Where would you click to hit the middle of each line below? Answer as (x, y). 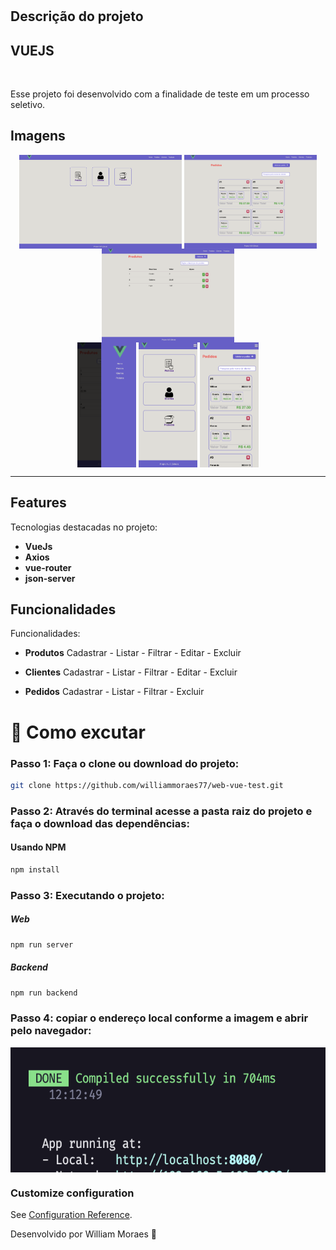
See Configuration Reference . (71, 1214)
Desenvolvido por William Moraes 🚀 (83, 1234)
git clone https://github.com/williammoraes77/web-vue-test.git (147, 785)
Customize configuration (72, 1193)
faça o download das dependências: (100, 823)
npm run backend (44, 993)
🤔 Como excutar (78, 732)
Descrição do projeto (77, 16)
